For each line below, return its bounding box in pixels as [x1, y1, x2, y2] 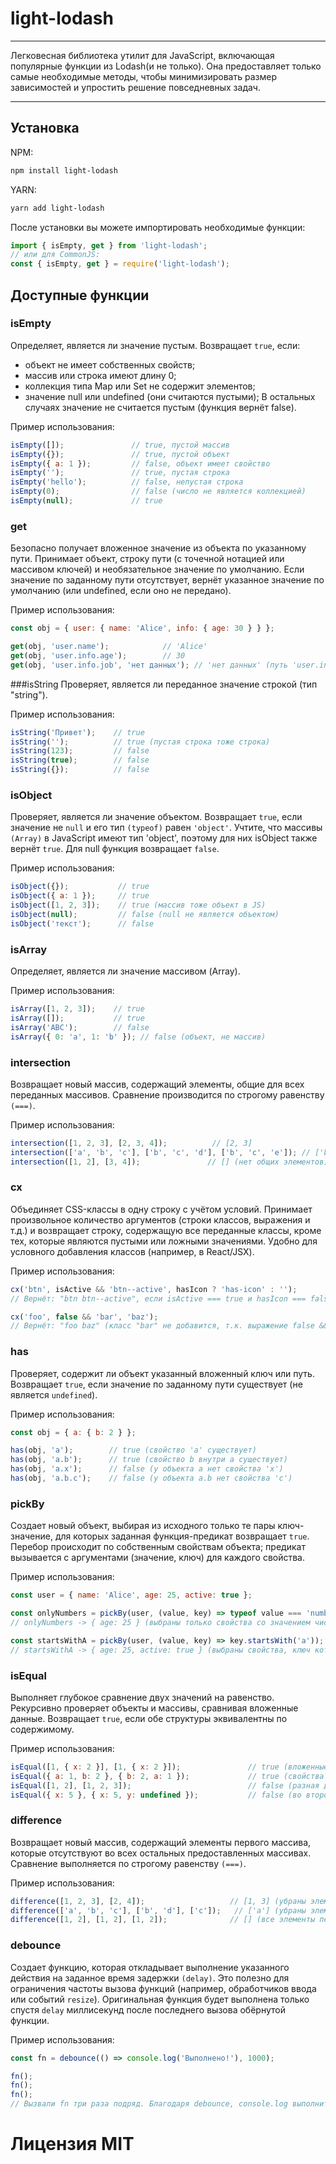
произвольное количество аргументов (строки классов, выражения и [10, 1213, 311, 1226]
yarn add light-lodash [10, 203, 105, 213]
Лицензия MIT [10, 2133, 135, 2156]
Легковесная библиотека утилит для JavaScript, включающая [10, 49, 275, 61]
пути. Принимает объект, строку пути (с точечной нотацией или [10, 553, 285, 565]
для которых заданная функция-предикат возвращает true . [54, 1530, 310, 1542]
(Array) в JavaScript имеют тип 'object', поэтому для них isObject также [10, 832, 318, 844]
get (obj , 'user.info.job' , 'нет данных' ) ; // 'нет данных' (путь [10, 660, 288, 670]
